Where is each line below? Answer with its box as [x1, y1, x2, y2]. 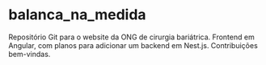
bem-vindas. [8, 49, 51, 59]
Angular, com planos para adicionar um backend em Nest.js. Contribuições [8, 40, 259, 50]
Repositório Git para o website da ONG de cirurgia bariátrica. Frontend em [8, 32, 255, 42]
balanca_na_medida [8, 6, 147, 24]
